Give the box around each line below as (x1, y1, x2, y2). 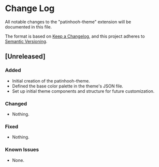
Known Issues (5, 146, 39, 153)
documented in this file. (5, 24, 52, 29)
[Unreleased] (5, 53, 46, 61)
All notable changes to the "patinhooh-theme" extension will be (5, 19, 131, 25)
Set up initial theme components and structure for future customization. (12, 88, 155, 94)
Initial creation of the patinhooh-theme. (12, 78, 90, 83)
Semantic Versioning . (5, 38, 47, 44)
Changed (5, 100, 28, 107)
